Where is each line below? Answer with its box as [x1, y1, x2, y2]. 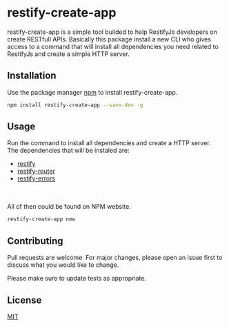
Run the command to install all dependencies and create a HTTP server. [7, 139, 212, 147]
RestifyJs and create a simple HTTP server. [7, 50, 130, 58]
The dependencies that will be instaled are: [7, 147, 130, 155]
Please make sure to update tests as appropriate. [7, 274, 147, 283]
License [7, 294, 42, 306]
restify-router [17, 167, 55, 176]
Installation [7, 70, 57, 82]
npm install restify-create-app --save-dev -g [7, 102, 143, 109]
